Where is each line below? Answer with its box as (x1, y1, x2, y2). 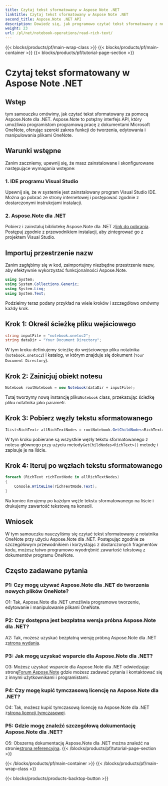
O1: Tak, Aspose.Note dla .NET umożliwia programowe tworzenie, (5, 599, 140, 605)
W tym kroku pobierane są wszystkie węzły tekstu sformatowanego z (5, 436, 148, 442)
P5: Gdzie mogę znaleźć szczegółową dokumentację (5, 722, 136, 729)
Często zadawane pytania (5, 566, 88, 575)
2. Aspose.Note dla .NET (5, 212, 66, 219)
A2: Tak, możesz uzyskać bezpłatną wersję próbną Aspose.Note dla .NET (5, 634, 156, 640)
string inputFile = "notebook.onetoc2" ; (5, 333, 91, 338)
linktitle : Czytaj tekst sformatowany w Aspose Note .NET (5, 12, 128, 17)
